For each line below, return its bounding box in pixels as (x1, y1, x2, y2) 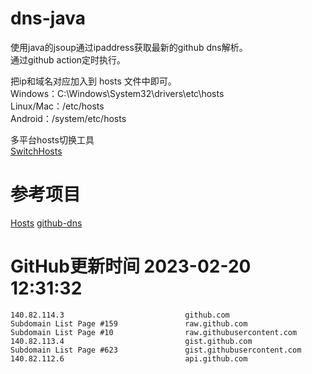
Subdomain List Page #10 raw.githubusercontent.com (10, 327, 298, 337)
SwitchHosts (10, 145, 63, 157)
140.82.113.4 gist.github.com (10, 336, 253, 346)
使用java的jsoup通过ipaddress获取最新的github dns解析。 (10, 41, 248, 53)
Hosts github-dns (10, 217, 83, 229)
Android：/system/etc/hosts (10, 112, 127, 124)
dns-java (10, 7, 86, 30)
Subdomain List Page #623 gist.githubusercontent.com (10, 345, 302, 355)
